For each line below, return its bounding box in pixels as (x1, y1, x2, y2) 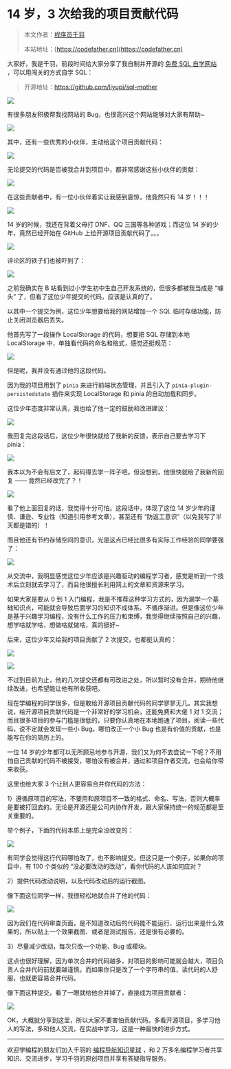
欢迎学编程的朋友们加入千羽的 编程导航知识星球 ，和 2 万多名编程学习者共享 (7, 1046, 223, 1054)
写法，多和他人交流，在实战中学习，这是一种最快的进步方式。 (19, 1024, 194, 1033)
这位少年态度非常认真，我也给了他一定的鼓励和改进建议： (7, 404, 170, 412)
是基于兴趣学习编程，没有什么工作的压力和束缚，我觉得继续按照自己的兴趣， (7, 612, 224, 620)
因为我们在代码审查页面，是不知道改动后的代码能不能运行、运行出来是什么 (7, 918, 218, 927)
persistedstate (7, 390, 51, 397)
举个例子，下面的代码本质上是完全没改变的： (7, 826, 134, 834)
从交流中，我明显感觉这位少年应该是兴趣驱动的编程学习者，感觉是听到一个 (7, 571, 218, 580)
